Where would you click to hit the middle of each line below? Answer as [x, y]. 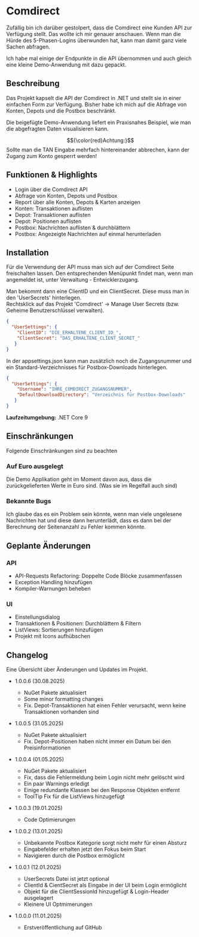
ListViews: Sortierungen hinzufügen [59, 630]
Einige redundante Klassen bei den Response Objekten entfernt [102, 790]
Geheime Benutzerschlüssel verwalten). [55, 310]
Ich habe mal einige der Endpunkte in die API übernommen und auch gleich [99, 58]
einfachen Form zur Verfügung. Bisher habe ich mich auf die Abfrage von [97, 104]
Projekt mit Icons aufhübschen [53, 636]
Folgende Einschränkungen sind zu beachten [62, 451]
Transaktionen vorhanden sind [61, 712]
